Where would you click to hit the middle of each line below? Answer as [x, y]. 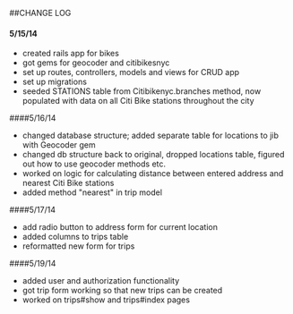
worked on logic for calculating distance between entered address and [153, 174]
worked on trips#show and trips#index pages [106, 300]
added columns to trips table [75, 237]
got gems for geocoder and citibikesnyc [96, 63]
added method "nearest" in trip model [92, 192]
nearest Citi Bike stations [68, 183]
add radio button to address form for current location [120, 227]
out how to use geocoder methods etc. [94, 164]
